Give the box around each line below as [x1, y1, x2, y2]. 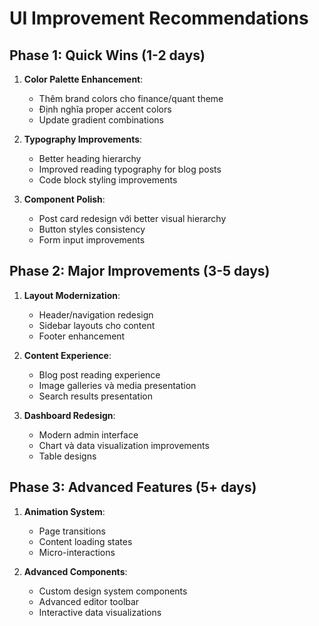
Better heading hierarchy [38, 153, 142, 164]
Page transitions [38, 525, 106, 537]
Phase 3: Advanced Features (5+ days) [9, 479, 257, 496]
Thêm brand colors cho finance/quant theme [38, 93, 224, 104]
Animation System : [23, 505, 106, 517]
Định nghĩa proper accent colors [38, 103, 172, 115]
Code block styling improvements [38, 174, 178, 186]
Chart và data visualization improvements [38, 439, 210, 451]
